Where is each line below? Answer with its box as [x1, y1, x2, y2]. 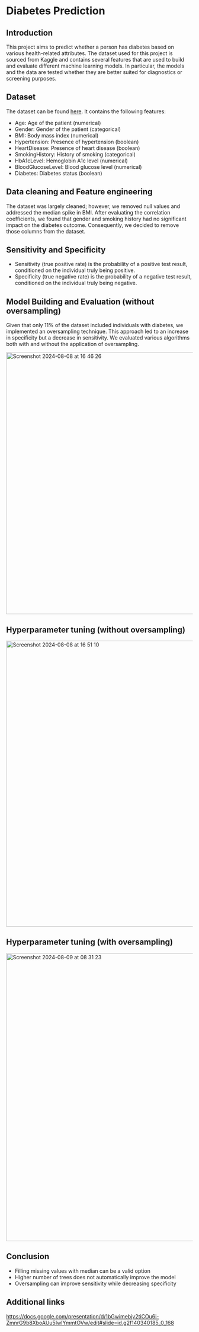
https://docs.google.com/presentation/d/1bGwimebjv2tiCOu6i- [6, 1312, 159, 1320]
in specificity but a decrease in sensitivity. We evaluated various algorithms [6, 334, 190, 341]
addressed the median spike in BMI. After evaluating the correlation [6, 209, 171, 216]
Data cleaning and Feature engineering [6, 187, 153, 197]
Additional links [6, 1297, 65, 1307]
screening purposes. [6, 75, 57, 82]
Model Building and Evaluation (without [6, 296, 155, 306]
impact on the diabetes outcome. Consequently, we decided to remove [6, 221, 179, 229]
